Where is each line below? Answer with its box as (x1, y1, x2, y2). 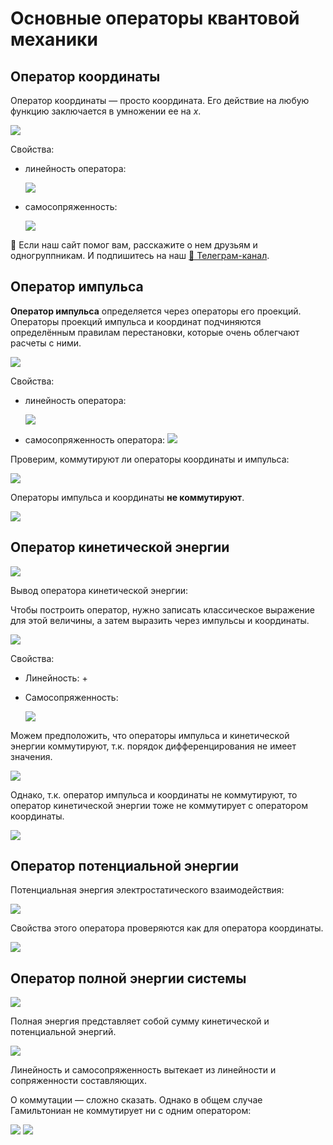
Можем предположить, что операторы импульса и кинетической (10, 729, 290, 741)
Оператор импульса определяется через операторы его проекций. (10, 305, 302, 317)
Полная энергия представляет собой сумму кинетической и (10, 1015, 270, 1027)
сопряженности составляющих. (10, 1075, 147, 1087)
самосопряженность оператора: (24, 433, 166, 446)
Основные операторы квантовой (10, 7, 300, 30)
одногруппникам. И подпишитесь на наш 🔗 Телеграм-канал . (10, 250, 270, 261)
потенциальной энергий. (10, 1026, 117, 1038)
